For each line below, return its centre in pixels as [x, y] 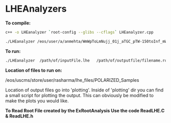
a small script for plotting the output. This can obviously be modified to [79, 95]
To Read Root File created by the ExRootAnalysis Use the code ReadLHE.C [85, 110]
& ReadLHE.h [19, 116]
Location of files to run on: [34, 70]
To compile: [18, 23]
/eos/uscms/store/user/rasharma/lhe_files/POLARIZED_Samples [72, 80]
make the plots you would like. [37, 101]
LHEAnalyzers [36, 9]
